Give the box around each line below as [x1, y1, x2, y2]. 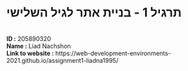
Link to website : [6, 49, 54, 57]
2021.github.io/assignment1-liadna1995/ [6, 56, 119, 64]
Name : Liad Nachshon [6, 42, 71, 50]
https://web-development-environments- [55, 49, 172, 57]
